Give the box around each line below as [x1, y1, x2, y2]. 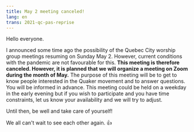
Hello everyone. [6, 36, 44, 43]
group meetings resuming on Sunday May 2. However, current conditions [6, 53, 182, 60]
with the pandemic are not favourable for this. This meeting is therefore [6, 59, 180, 66]
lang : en [6, 14, 27, 20]
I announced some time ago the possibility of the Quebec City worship [6, 47, 176, 54]
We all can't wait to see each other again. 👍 [6, 119, 112, 126]
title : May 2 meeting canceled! [6, 8, 85, 15]
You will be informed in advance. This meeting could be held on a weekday [6, 84, 187, 91]
